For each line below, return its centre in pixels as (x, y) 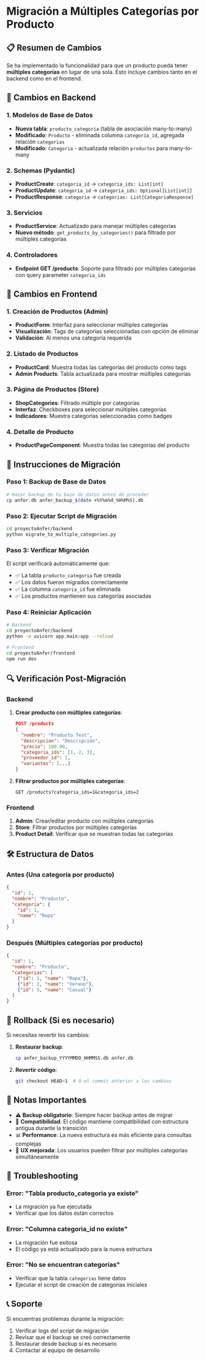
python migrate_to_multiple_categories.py (61, 534)
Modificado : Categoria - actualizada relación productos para (91, 148)
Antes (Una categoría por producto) (60, 875)
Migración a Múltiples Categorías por (102, 11)
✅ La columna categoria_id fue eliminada (68, 589)
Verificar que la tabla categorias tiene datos (71, 1278)
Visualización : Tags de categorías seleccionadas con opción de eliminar (107, 332)
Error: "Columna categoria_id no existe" (67, 1229)
